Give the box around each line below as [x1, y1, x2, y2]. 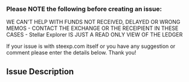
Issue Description [6, 66, 74, 77]
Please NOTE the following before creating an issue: [6, 5, 162, 13]
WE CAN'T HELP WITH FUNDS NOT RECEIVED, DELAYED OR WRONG [6, 19, 181, 26]
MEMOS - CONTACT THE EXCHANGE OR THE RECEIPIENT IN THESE [6, 25, 179, 32]
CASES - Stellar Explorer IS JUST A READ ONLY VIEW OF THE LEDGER [6, 31, 183, 38]
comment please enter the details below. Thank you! [6, 49, 137, 56]
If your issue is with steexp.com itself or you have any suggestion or [6, 42, 176, 50]
